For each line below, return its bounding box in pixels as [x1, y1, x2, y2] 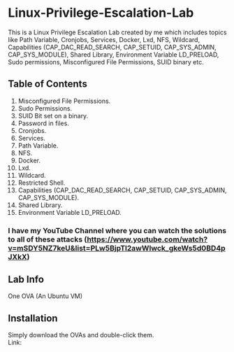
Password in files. [17, 119, 69, 127]
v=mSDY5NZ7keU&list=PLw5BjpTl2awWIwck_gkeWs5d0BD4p [8, 243, 226, 253]
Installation [8, 312, 58, 324]
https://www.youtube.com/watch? [87, 234, 208, 244]
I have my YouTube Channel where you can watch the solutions [8, 225, 227, 235]
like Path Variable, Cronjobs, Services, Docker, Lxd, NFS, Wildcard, [8, 35, 200, 43]
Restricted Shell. [17, 178, 66, 187]
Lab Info [8, 274, 45, 286]
